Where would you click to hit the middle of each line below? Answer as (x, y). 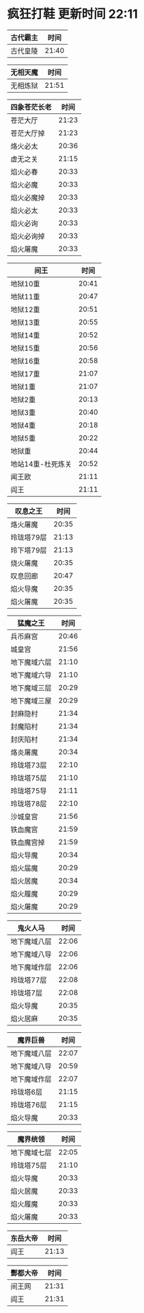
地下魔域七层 (31, 1152)
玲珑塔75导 (29, 791)
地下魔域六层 (31, 662)
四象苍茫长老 (31, 107)
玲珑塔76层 (29, 1104)
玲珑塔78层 (29, 804)
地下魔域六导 (31, 675)
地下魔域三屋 (31, 701)
